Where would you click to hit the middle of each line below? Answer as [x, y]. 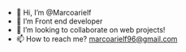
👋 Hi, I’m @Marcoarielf [54, 13]
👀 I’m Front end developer [59, 21]
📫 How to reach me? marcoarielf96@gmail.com [97, 39]
